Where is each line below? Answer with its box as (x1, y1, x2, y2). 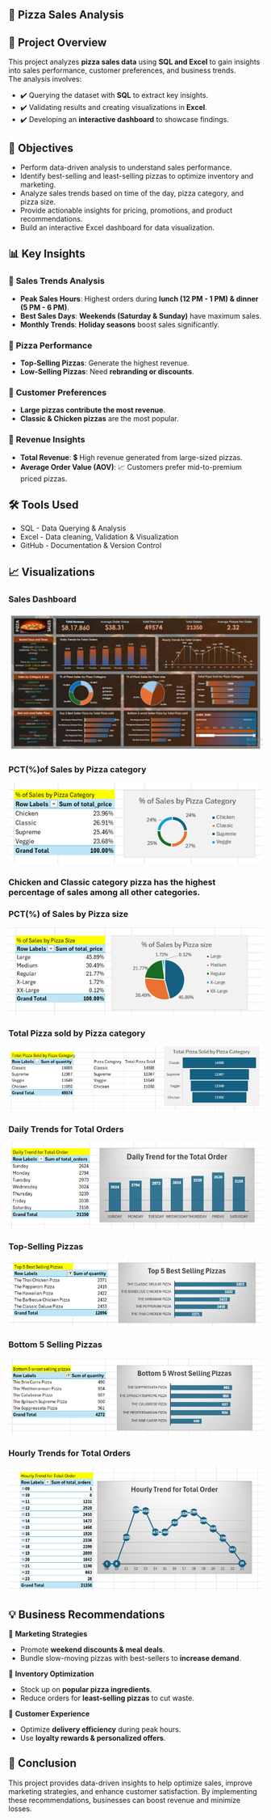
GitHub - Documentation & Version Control (19, 541, 162, 551)
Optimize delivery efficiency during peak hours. (19, 1725, 181, 1734)
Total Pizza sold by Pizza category (8, 1028, 146, 1039)
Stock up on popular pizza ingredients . (19, 1685, 152, 1695)
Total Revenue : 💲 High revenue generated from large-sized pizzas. (19, 452, 244, 462)
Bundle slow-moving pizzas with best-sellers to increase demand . (19, 1653, 242, 1663)
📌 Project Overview (8, 36, 107, 49)
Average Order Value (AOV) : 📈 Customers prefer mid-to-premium (19, 462, 242, 471)
